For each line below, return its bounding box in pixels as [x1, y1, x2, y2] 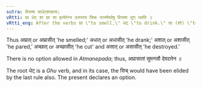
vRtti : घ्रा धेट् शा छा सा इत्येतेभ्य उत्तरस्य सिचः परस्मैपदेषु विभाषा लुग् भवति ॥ [6, 14, 152, 20]
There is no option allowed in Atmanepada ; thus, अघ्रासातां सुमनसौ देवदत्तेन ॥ [6, 55, 182, 62]
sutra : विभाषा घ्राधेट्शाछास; [6, 8, 61, 15]
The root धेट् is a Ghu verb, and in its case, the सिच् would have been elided [6, 67, 189, 74]
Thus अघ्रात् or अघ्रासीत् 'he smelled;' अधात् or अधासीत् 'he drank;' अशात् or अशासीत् [6, 37, 190, 44]
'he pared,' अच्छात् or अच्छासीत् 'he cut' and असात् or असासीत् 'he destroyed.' [6, 43, 180, 50]
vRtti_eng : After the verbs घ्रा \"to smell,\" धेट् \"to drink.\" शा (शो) [6, 20, 185, 26]
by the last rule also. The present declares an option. [6, 74, 137, 81]
